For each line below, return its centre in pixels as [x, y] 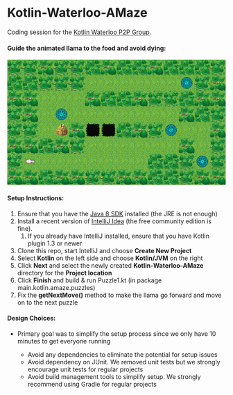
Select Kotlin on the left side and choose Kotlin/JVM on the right [110, 258]
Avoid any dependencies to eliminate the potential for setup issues [122, 354]
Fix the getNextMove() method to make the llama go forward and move [119, 295]
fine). [25, 228]
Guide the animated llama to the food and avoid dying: [87, 48]
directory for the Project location [64, 273]
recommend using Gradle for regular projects [92, 384]
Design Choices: [32, 319]
